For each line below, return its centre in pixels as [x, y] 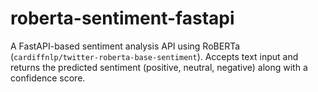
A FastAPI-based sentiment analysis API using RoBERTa [125, 46]
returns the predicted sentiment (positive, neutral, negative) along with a [159, 67]
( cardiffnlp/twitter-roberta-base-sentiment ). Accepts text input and [154, 56]
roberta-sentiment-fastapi [122, 18]
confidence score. [48, 78]
